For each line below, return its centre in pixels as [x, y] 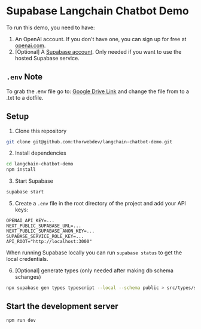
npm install [21, 170]
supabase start [25, 192]
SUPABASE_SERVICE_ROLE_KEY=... [45, 236]
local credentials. [27, 259]
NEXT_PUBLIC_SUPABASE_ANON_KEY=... [51, 231]
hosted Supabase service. [47, 58]
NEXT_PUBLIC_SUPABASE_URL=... [44, 226]
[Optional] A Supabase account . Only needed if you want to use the [98, 51]
